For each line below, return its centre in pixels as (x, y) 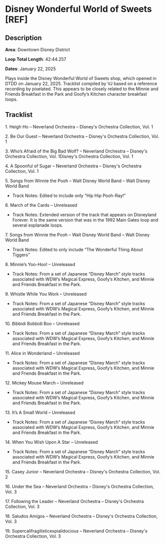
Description (23, 38)
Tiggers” (21, 255)
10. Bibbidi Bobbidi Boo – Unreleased (42, 323)
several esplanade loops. (37, 225)
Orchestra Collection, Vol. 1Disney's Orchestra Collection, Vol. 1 (69, 156)
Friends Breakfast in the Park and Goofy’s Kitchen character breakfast (76, 94)
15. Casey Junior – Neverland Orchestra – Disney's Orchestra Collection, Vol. (83, 471)
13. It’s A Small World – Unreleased (40, 412)
